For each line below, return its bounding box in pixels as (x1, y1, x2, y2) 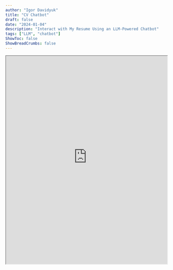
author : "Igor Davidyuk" (5, 7, 58, 13)
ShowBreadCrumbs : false (5, 41, 56, 46)
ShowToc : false (5, 36, 38, 41)
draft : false (5, 17, 33, 22)
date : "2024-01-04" (5, 22, 47, 27)
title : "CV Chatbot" (5, 12, 50, 17)
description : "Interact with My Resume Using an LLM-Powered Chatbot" (5, 27, 159, 32)
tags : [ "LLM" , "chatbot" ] (5, 31, 60, 36)
